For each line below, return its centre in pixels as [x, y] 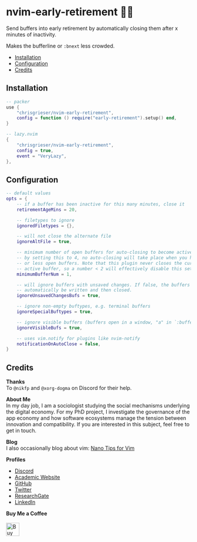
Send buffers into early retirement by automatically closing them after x [92, 28]
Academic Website [37, 477]
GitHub [23, 483]
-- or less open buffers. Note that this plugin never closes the [99, 263]
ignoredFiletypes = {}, [46, 225]
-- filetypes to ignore [46, 220]
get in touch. [21, 430]
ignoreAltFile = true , [44, 242]
